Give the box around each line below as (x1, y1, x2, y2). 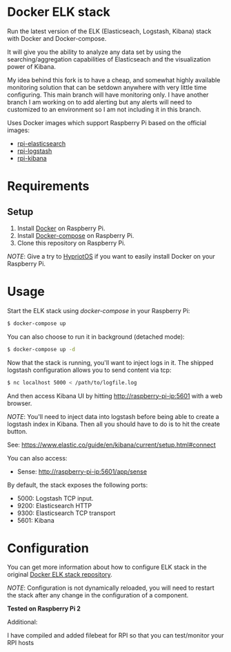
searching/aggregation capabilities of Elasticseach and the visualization (7, 55, 211, 63)
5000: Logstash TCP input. (17, 494, 94, 502)
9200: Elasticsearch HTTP (17, 501, 92, 510)
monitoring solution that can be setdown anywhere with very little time (7, 83, 207, 91)
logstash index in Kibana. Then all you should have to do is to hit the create (7, 420, 221, 428)
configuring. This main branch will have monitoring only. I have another (7, 91, 209, 99)
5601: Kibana (17, 516, 54, 524)
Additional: (7, 618, 38, 626)
